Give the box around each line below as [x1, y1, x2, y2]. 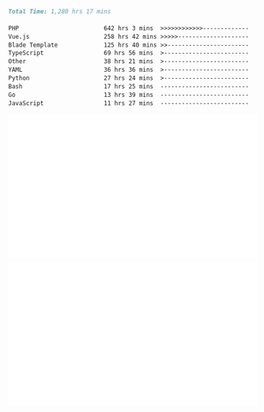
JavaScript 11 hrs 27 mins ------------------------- [8, 99, 249, 107]
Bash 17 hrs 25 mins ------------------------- [8, 82, 249, 90]
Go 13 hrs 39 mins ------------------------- [8, 91, 249, 99]
